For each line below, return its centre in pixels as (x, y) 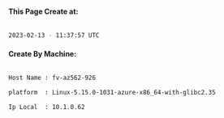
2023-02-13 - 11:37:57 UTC (54, 36)
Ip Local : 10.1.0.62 (47, 107)
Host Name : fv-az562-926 (52, 78)
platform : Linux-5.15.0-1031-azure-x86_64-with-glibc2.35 (112, 93)
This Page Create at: (43, 11)
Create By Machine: (43, 53)
